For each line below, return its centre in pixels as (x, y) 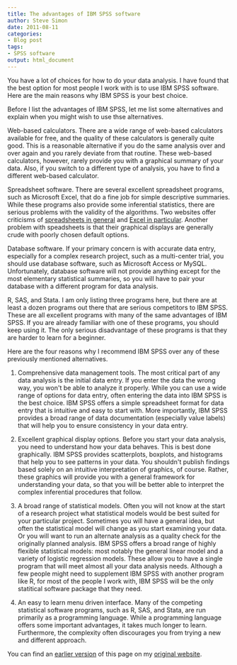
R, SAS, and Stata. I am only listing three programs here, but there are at (112, 299)
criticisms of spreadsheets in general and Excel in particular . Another (108, 219)
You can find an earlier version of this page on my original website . (105, 654)
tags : (15, 47)
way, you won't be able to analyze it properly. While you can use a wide (122, 388)
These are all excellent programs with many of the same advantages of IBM (117, 315)
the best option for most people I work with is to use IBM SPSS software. (113, 88)
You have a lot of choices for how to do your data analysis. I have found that (118, 80)
